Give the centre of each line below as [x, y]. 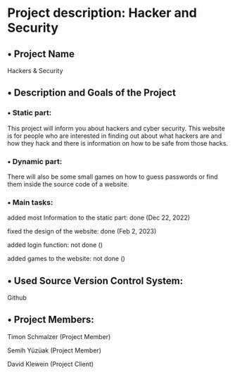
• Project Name [41, 54]
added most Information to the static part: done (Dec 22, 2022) [99, 218]
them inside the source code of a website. [68, 184]
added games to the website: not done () [66, 259]
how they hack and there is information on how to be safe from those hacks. [118, 143]
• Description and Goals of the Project [91, 93]
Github [17, 298]
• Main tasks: [30, 202]
